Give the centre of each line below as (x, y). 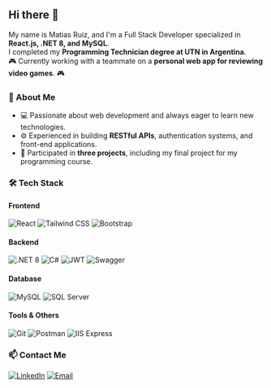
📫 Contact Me (37, 355)
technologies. (43, 127)
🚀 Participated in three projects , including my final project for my (129, 153)
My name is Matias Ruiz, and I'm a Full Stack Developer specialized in (125, 34)
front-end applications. (58, 144)
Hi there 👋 (34, 15)
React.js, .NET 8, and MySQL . (59, 43)
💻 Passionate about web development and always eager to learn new (137, 115)
